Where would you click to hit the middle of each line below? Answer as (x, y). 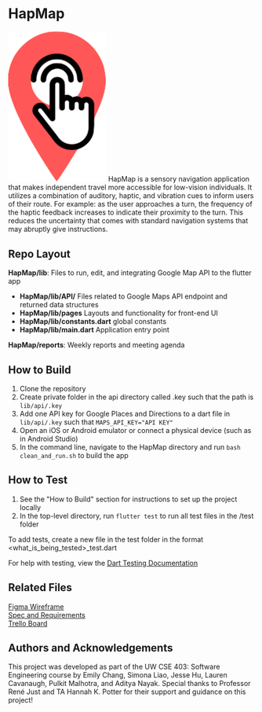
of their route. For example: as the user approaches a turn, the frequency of (130, 204)
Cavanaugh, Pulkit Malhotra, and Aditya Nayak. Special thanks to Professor (129, 684)
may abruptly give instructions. (58, 229)
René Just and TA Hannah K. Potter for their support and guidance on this (127, 692)
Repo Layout (39, 253)
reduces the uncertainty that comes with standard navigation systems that (128, 221)
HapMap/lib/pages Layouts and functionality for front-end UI (118, 313)
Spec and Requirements (47, 615)
